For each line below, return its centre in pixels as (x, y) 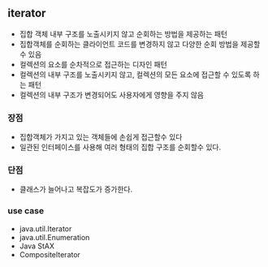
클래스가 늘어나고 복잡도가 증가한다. (76, 189)
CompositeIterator (50, 254)
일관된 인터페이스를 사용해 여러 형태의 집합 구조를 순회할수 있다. (120, 147)
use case (26, 211)
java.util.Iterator (45, 228)
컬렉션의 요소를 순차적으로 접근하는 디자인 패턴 (93, 64)
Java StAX (37, 246)
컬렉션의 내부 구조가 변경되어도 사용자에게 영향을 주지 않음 (112, 95)
